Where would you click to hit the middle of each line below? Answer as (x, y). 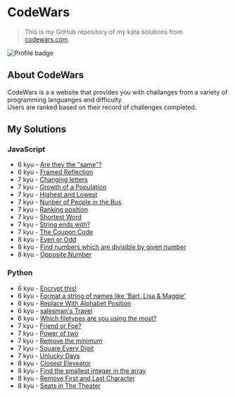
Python (20, 273)
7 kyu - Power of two (48, 333)
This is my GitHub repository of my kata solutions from (103, 32)
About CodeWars (46, 75)
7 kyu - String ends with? (54, 225)
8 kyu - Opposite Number (55, 255)
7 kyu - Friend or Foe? (50, 326)
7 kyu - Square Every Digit (56, 348)
